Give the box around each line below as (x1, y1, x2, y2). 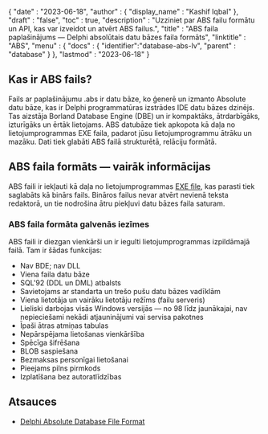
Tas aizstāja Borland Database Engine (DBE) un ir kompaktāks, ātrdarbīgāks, (8, 111, 261, 121)
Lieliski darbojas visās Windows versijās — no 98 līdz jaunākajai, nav (19, 303, 248, 313)
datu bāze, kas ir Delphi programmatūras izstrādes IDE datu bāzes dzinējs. (8, 102, 255, 112)
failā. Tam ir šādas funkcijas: (8, 245, 103, 255)
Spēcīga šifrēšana (19, 338, 80, 347)
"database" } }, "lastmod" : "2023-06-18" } (8, 50, 150, 59)
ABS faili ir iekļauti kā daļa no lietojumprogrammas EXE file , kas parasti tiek (8, 181, 255, 191)
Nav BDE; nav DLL (19, 260, 81, 270)
